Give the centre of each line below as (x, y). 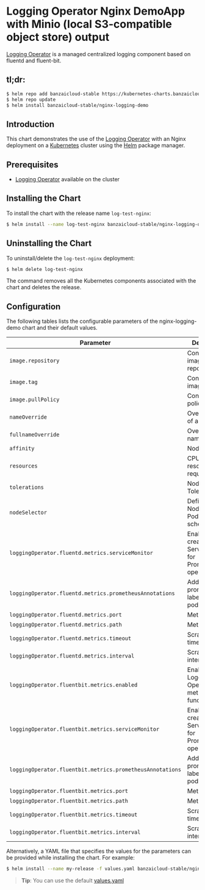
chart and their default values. (60, 328)
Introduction (31, 124)
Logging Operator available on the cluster (67, 179)
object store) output (58, 37)
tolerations (27, 487)
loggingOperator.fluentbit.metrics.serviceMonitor (85, 729)
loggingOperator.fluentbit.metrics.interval (75, 832)
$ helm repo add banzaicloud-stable (53, 94)
